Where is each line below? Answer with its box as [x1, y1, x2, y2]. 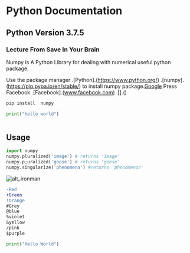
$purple [6, 230, 25, 236]
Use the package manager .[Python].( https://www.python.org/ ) [6, 76, 159, 83]
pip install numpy [6, 100, 54, 106]
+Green [6, 192, 22, 198]
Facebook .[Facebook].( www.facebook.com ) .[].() [6, 88, 127, 96]
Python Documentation [6, 4, 123, 18]
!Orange [6, 198, 25, 203]
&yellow [6, 219, 25, 225]
